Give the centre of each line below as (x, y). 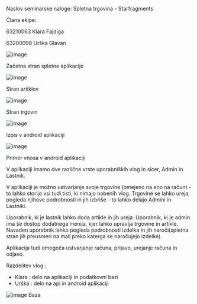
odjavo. (15, 254)
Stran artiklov (22, 89)
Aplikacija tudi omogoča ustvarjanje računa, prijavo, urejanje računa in (92, 248)
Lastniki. (16, 206)
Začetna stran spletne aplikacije (45, 66)
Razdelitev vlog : (26, 265)
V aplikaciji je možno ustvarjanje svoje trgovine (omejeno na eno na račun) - (99, 187)
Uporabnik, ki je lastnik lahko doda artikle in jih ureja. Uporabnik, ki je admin (98, 217)
